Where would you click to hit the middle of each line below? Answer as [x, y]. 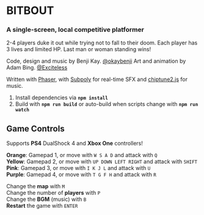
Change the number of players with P [53, 193]
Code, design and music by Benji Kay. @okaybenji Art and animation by [96, 61]
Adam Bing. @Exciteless [37, 68]
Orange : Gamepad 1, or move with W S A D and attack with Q [82, 155]
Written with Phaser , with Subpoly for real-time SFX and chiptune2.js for [97, 79]
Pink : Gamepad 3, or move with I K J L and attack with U [78, 168]
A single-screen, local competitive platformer [75, 30]
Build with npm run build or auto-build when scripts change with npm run [107, 104]
